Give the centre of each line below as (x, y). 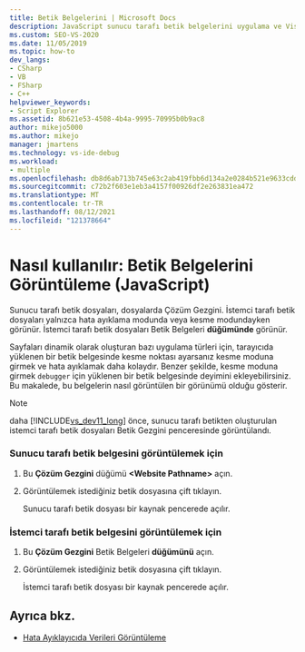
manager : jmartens (44, 144)
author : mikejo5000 (46, 128)
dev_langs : (30, 60)
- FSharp (26, 85)
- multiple (30, 170)
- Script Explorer (44, 111)
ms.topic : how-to (42, 52)
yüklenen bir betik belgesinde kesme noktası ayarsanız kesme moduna (142, 356)
